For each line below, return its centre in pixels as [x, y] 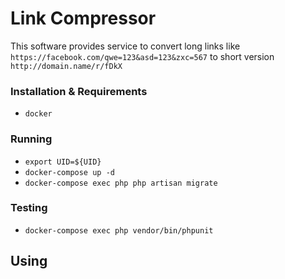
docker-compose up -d [69, 172]
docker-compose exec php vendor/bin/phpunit [119, 230]
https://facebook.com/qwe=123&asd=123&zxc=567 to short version [142, 56]
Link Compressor [83, 18]
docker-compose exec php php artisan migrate [121, 183]
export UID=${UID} [63, 162]
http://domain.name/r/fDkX [66, 66]
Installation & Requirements [79, 91]
